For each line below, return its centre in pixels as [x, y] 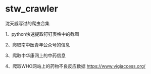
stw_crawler [32, 9]
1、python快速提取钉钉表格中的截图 [42, 34]
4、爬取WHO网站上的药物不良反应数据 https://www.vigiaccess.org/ [75, 66]
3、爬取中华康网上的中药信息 [35, 55]
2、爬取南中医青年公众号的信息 [38, 45]
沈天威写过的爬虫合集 [27, 23]
